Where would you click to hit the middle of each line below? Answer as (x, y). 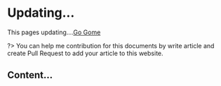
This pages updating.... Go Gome (54, 32)
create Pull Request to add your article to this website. (85, 53)
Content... (30, 75)
